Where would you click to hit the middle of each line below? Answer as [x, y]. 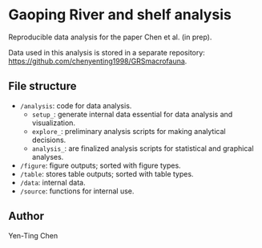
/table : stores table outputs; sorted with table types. [107, 173]
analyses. [48, 157]
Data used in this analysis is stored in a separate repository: [107, 52]
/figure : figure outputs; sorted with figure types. [101, 165]
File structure [42, 86]
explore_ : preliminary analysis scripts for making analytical [129, 131]
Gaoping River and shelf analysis [120, 15]
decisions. [49, 140]
